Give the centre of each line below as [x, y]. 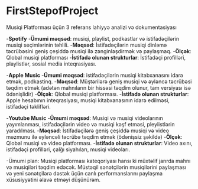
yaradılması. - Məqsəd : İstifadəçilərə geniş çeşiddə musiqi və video [88, 131]
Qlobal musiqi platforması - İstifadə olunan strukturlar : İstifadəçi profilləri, [96, 57]
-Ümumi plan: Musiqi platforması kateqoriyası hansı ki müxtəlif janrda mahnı [98, 161]
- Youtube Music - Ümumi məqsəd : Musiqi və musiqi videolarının [85, 118]
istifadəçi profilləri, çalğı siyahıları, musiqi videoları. [68, 149]
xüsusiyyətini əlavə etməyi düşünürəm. [53, 180]
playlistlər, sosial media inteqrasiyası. [51, 64]
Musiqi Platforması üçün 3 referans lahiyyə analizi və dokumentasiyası [92, 27]
